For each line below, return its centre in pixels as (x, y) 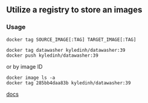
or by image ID (24, 66)
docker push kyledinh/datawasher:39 (52, 55)
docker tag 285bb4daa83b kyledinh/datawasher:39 (69, 83)
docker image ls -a (31, 78)
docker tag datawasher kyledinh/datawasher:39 (66, 50)
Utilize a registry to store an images (74, 10)
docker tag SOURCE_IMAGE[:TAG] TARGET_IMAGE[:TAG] (71, 39)
